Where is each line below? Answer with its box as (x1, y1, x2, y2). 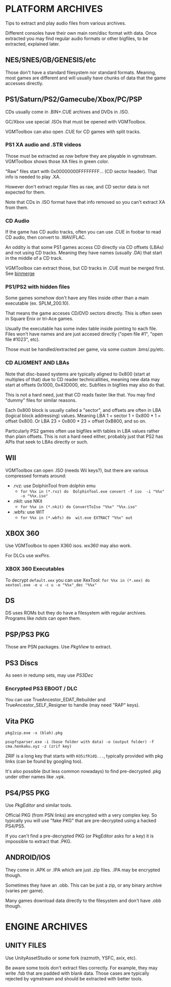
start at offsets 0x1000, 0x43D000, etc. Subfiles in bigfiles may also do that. (5, 382, 165, 388)
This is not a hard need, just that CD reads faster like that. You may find (5, 391, 155, 397)
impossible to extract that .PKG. (5, 838, 72, 845)
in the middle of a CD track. (5, 255, 63, 261)
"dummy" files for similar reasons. (5, 397, 77, 403)
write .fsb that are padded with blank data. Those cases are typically (5, 970, 150, 976)
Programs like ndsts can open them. (5, 615, 81, 621)
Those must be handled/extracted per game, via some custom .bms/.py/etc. (5, 346, 165, 352)
